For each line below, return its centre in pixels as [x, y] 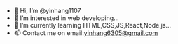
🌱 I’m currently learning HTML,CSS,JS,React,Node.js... [93, 25]
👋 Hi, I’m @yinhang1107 [47, 11]
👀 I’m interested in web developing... [66, 18]
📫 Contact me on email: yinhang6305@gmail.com [86, 33]
